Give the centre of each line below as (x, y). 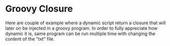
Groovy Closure (39, 9)
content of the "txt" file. (30, 39)
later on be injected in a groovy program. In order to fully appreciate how (81, 28)
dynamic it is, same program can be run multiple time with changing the (80, 33)
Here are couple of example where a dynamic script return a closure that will (86, 23)
